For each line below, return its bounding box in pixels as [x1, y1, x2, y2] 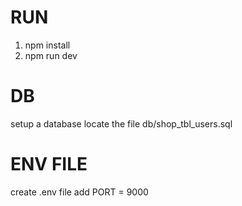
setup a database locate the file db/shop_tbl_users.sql [10, 117, 233, 130]
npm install [24, 39, 71, 51]
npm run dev [24, 49, 78, 61]
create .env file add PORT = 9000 [10, 186, 149, 198]
